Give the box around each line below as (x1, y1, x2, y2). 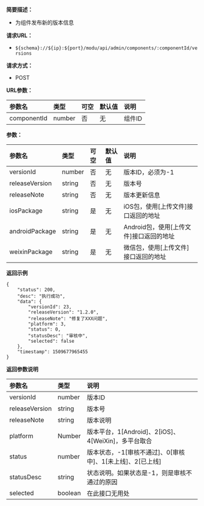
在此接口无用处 (87, 490, 130, 497)
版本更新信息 (123, 191, 160, 199)
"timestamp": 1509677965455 (17, 349, 88, 355)
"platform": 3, (28, 321, 67, 327)
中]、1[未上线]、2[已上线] (87, 457, 162, 465)
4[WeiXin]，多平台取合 (87, 437, 152, 445)
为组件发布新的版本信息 (15, 19, 74, 26)
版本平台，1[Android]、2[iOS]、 (87, 427, 180, 436)
